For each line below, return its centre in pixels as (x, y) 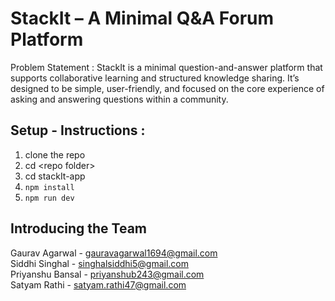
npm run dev (49, 198)
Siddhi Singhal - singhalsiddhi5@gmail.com (99, 263)
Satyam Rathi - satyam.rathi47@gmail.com (98, 284)
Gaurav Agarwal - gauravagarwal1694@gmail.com (114, 253)
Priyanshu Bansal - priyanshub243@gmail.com (107, 274)
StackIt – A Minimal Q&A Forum (142, 18)
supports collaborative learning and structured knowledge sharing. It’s (155, 78)
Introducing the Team (78, 228)
